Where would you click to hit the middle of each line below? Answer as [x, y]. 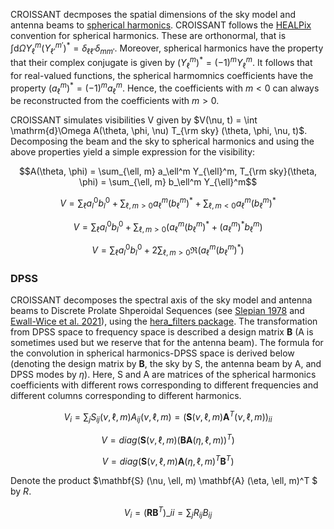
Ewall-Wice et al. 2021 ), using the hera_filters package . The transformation [164, 321]
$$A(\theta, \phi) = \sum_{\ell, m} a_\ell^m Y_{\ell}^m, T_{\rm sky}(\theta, [168, 171]
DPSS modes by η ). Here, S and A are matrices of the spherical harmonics [163, 375]
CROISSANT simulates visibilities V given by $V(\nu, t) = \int [134, 120]
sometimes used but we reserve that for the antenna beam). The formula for [167, 343]
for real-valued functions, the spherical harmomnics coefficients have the [162, 75]
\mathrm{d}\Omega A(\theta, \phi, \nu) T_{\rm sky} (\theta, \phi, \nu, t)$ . [159, 131]
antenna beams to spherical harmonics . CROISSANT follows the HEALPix [161, 25]
